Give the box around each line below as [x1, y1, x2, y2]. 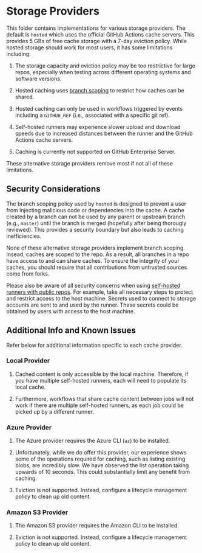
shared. [15, 93, 35, 100]
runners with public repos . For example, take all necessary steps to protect [6, 288, 194, 296]
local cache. [15, 383, 46, 391]
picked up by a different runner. [15, 408, 94, 415]
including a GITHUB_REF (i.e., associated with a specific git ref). [15, 111, 170, 119]
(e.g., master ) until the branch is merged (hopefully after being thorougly [6, 219, 187, 226]
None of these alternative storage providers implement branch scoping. [6, 244, 185, 251]
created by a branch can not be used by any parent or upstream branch [6, 213, 186, 220]
